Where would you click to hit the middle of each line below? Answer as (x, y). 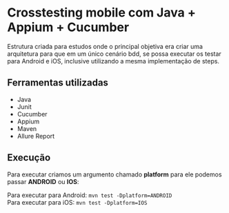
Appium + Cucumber (68, 27)
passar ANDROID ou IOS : (43, 181)
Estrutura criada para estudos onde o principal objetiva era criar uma (105, 46)
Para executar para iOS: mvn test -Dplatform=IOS (77, 202)
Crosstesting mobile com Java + (102, 13)
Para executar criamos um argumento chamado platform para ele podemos (114, 174)
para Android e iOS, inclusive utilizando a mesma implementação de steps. (113, 61)
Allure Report (36, 136)
